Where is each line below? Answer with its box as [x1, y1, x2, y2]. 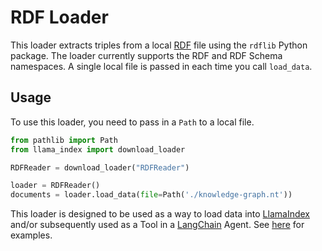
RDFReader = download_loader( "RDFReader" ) [10, 162, 190, 173]
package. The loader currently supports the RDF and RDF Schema [10, 49, 283, 61]
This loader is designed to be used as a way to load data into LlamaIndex [10, 208, 310, 220]
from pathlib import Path [10, 135, 118, 145]
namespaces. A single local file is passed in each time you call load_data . [10, 60, 313, 72]
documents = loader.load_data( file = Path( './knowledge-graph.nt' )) [10, 190, 293, 200]
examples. [10, 229, 53, 241]
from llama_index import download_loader [10, 144, 186, 155]
